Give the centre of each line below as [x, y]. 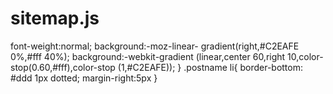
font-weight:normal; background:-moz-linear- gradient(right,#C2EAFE [155, 46]
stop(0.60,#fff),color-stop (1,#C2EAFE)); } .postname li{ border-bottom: [157, 67]
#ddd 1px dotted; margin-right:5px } [84, 78]
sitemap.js [55, 18]
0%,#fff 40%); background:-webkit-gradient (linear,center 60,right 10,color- [167, 56]
